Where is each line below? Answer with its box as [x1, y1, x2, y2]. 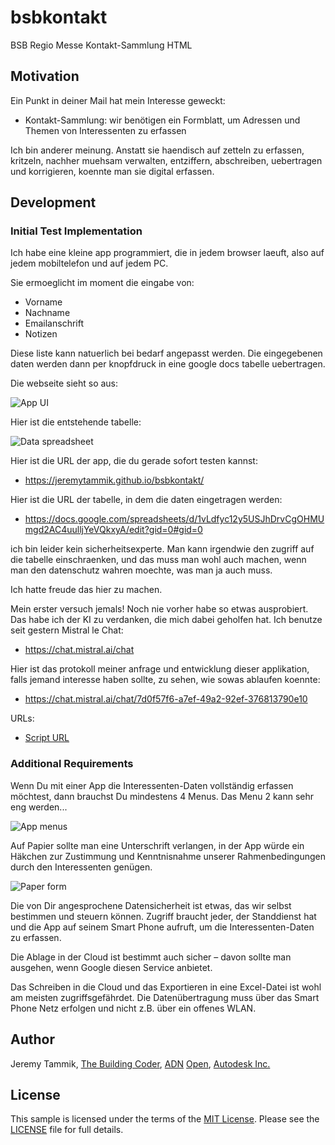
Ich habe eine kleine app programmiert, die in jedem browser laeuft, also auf [10, 247, 325, 259]
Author [10, 1031, 55, 1048]
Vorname [24, 296, 63, 308]
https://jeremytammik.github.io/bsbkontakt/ [24, 474, 205, 486]
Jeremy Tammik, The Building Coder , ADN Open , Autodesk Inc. [10, 1057, 271, 1070]
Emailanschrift [24, 317, 84, 330]
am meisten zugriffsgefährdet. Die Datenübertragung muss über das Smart [10, 991, 320, 1003]
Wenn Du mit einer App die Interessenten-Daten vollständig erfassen [10, 779, 294, 791]
